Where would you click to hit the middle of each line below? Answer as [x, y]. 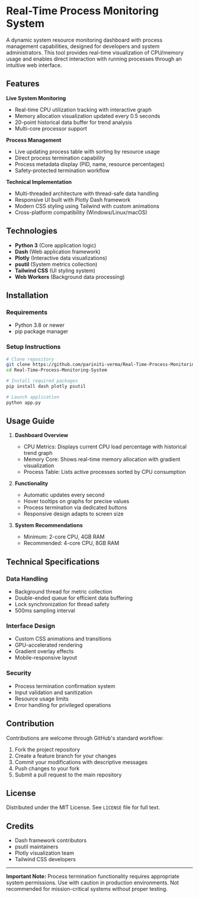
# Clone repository [30, 359]
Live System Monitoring [36, 98]
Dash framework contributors [51, 840]
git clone [18, 365]
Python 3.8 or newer [40, 325]
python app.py [24, 402]
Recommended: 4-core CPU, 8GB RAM [71, 543]
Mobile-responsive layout [46, 658]
